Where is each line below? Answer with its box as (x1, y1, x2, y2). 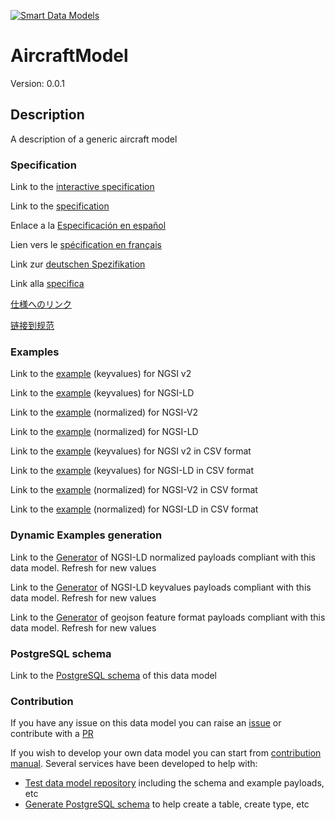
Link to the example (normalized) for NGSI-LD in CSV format (10, 503, 259, 515)
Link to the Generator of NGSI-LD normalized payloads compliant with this (10, 551, 316, 563)
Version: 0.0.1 (10, 77, 65, 89)
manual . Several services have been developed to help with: (10, 758, 258, 770)
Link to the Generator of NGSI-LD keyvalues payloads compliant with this (10, 581, 312, 593)
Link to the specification (10, 200, 110, 212)
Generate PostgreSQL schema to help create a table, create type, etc (24, 798, 310, 810)
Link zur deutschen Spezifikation (10, 258, 146, 270)
